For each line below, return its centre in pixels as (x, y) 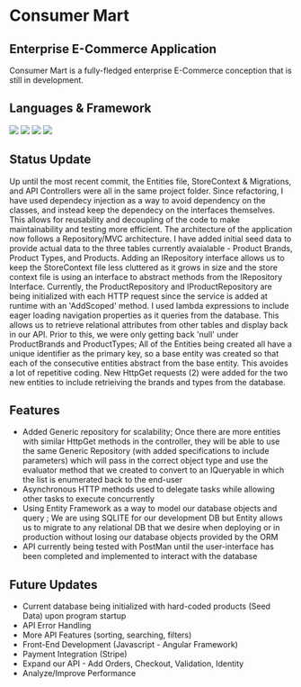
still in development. (46, 80)
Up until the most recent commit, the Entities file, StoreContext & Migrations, (150, 181)
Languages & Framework (80, 108)
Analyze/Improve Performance (79, 673)
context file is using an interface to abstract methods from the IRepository (146, 276)
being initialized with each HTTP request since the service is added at (138, 296)
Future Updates (53, 585)
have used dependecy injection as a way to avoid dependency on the (137, 200)
